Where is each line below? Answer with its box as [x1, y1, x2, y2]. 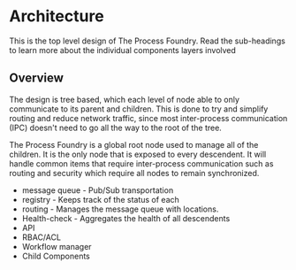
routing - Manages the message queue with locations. [21, 204, 219, 214]
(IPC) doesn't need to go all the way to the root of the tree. [9, 122, 223, 133]
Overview [9, 71, 65, 86]
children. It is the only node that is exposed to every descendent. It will [9, 149, 267, 159]
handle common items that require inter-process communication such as [9, 158, 274, 169]
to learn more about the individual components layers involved [9, 44, 237, 55]
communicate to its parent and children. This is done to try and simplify [9, 104, 269, 114]
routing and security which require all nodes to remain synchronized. [9, 167, 260, 178]
